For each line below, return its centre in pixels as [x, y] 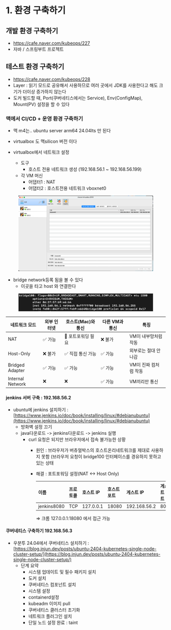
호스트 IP [91, 492]
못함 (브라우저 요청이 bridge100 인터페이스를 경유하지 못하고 [101, 457]
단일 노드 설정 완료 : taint [53, 622]
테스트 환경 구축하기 [35, 67]
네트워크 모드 [23, 324]
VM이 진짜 [140, 365]
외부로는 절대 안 [145, 351]
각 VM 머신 [32, 176]
